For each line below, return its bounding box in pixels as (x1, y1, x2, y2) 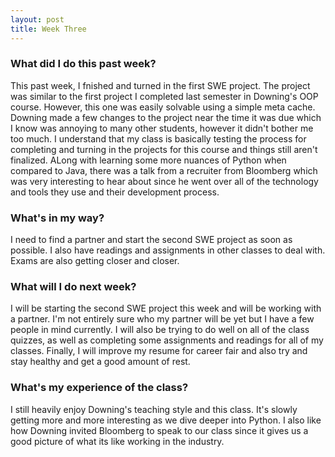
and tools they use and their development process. (10, 186, 220, 198)
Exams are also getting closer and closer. (10, 255, 180, 267)
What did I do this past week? (10, 57, 157, 71)
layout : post (10, 14, 65, 25)
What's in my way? (10, 211, 105, 225)
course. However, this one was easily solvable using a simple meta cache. (10, 101, 316, 113)
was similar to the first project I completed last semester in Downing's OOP (10, 90, 319, 102)
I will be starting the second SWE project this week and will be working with (10, 302, 322, 315)
